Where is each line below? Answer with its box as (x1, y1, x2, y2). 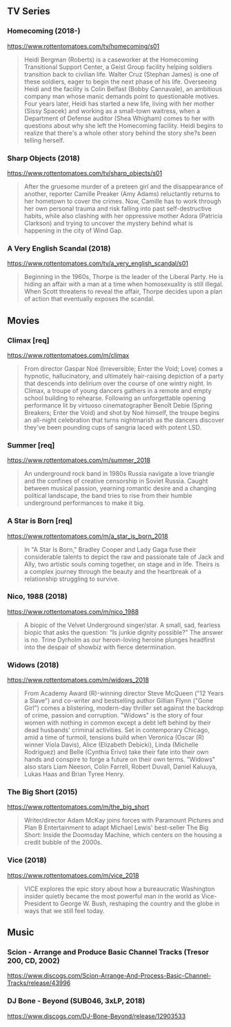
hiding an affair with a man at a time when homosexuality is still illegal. (23, 280, 224, 289)
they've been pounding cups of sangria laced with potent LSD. (23, 423, 202, 431)
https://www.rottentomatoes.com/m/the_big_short (7, 803, 150, 811)
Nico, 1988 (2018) (7, 592, 68, 602)
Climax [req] (7, 335, 50, 345)
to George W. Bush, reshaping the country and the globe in (52, 899, 220, 908)
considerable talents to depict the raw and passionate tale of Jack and (23, 553, 224, 561)
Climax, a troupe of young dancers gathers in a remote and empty (23, 386, 212, 394)
